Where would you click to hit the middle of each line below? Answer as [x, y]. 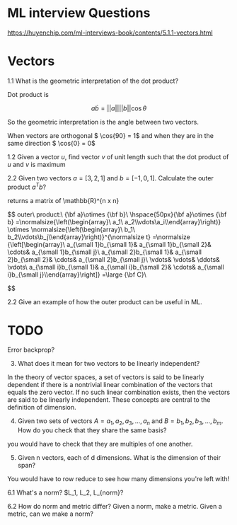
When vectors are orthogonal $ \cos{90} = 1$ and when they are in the [111, 135]
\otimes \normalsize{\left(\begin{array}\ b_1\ [71, 229]
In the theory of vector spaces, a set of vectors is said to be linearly [106, 377]
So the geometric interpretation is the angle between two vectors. [103, 122]
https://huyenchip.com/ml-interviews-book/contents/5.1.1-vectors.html [110, 33]
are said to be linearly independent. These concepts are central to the [109, 400]
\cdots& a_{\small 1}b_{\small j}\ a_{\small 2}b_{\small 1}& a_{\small [104, 252]
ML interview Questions [79, 13]
